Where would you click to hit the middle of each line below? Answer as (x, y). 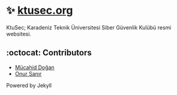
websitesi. (19, 34)
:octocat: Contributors (49, 53)
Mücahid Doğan (35, 67)
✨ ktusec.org (40, 11)
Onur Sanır (28, 73)
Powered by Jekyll (29, 85)
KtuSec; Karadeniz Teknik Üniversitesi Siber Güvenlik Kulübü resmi (89, 27)
